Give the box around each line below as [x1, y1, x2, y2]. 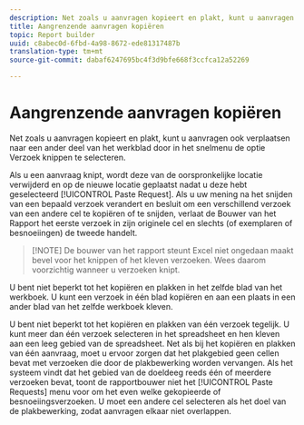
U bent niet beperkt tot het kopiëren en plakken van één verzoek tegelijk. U [9, 319, 290, 330]
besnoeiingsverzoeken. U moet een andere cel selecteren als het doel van [9, 396, 287, 407]
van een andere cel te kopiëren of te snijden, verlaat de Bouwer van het [9, 208, 277, 219]
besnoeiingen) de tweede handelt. [9, 227, 138, 238]
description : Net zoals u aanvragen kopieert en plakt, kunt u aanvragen [9, 13, 295, 23]
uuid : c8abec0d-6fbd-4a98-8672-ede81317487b [9, 38, 181, 48]
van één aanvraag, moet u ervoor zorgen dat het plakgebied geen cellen [9, 347, 279, 359]
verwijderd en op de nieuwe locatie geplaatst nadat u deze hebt [9, 179, 248, 190]
